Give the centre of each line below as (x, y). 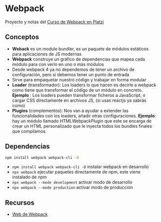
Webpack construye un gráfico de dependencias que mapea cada (79, 59)
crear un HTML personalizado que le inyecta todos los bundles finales (82, 126)
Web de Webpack (30, 214)
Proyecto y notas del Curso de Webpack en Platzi (55, 22)
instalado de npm (29, 177)
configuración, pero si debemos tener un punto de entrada (71, 74)
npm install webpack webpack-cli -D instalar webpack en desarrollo (80, 167)
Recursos (20, 202)
